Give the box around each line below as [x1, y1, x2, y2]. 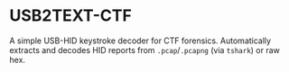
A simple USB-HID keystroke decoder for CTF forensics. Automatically [9, 35, 272, 46]
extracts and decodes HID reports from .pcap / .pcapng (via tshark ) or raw [9, 44, 280, 55]
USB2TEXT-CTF [9, 5, 133, 26]
